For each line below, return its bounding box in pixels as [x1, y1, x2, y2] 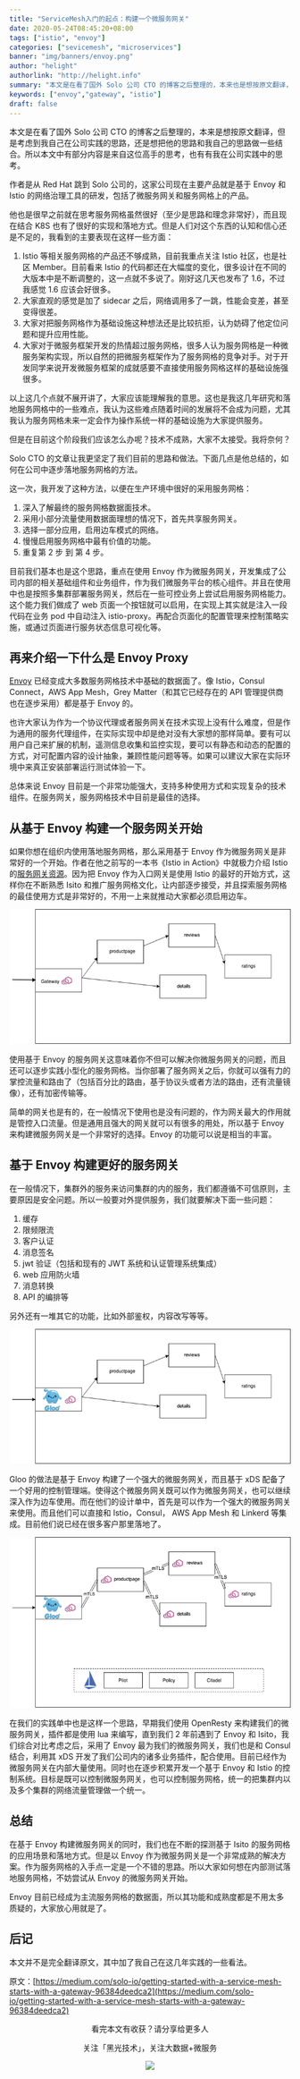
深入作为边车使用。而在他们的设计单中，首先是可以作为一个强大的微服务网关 [9, 1496, 291, 1506]
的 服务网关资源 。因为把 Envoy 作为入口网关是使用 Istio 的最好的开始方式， [9, 869, 283, 879]
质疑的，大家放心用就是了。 [9, 1902, 112, 1914]
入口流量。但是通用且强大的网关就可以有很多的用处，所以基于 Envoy [32, 1118, 285, 1129]
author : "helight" [9, 62, 78, 71]
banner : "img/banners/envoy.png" [9, 52, 134, 62]
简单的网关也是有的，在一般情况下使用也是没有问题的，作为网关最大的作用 [9, 1107, 283, 1117]
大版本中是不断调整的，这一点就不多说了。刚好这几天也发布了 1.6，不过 [21, 273, 286, 284]
